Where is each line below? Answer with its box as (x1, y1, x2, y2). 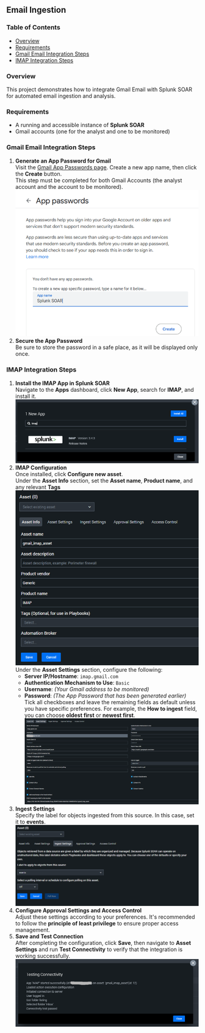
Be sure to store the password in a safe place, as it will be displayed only (15, 344, 198, 351)
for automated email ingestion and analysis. (6, 92, 116, 100)
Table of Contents (6, 23, 61, 32)
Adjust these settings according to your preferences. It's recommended (15, 913, 195, 921)
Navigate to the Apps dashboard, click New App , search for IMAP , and (15, 386, 194, 393)
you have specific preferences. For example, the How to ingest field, (24, 705, 197, 713)
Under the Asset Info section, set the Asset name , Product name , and (15, 477, 193, 485)
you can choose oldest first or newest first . (24, 711, 135, 719)
